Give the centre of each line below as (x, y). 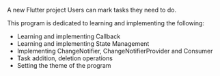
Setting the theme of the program (64, 65)
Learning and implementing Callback (69, 36)
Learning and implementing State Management (83, 43)
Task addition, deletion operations (65, 58)
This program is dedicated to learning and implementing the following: (106, 23)
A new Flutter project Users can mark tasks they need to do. (92, 10)
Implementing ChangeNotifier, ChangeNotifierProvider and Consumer (115, 51)
